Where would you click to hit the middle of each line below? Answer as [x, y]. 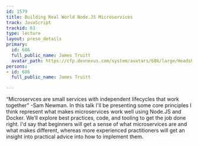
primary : [17, 45]
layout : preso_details [34, 39]
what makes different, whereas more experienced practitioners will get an [96, 131]
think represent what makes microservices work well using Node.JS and [94, 112]
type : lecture [24, 34]
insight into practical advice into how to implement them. [75, 137]
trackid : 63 [21, 28]
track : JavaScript [29, 22]
